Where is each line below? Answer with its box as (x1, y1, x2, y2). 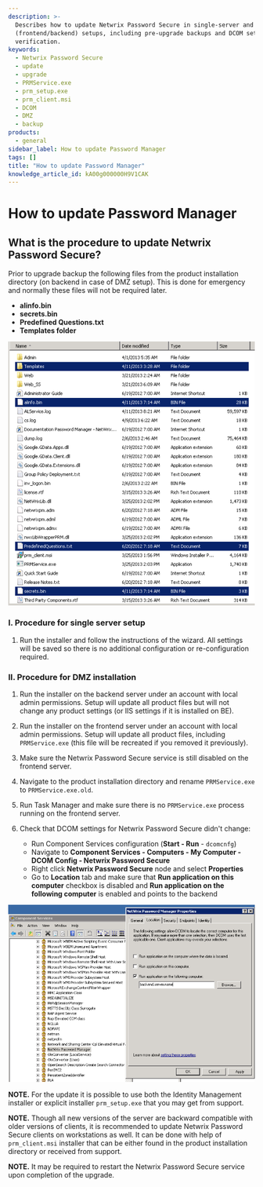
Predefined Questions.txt (19, 318, 104, 327)
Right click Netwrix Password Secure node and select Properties (31, 864, 244, 874)
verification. (15, 38, 61, 46)
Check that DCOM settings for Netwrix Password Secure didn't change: (19, 824, 250, 834)
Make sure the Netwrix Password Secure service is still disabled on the (19, 754, 249, 763)
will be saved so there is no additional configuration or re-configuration (19, 644, 249, 653)
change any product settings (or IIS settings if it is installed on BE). (19, 707, 235, 716)
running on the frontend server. (19, 809, 121, 818)
